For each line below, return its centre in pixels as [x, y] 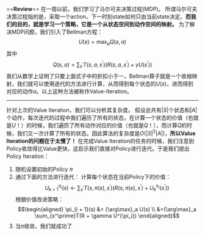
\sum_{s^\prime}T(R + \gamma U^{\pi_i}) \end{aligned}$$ [107, 216]
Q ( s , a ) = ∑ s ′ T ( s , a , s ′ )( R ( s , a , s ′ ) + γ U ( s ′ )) [103, 65]
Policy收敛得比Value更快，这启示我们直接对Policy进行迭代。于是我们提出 [98, 148]
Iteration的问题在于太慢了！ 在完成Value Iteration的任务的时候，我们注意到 [100, 141]
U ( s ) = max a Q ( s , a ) [103, 43]
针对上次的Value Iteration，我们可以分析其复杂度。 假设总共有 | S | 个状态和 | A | [102, 110]
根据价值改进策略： [39, 200]
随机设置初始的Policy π [44, 169]
